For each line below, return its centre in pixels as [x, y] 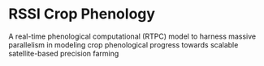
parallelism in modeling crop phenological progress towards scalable [123, 44]
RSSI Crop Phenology [82, 14]
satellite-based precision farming [64, 53]
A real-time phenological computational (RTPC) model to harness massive [132, 36]
